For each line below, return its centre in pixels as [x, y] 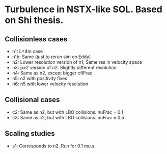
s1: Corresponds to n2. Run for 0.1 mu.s [53, 146]
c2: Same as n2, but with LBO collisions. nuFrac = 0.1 [67, 112]
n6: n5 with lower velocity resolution [50, 84]
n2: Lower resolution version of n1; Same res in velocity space [77, 62]
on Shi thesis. [34, 20]
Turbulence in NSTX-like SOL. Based [83, 9]
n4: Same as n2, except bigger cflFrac [52, 73]
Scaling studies [30, 134]
